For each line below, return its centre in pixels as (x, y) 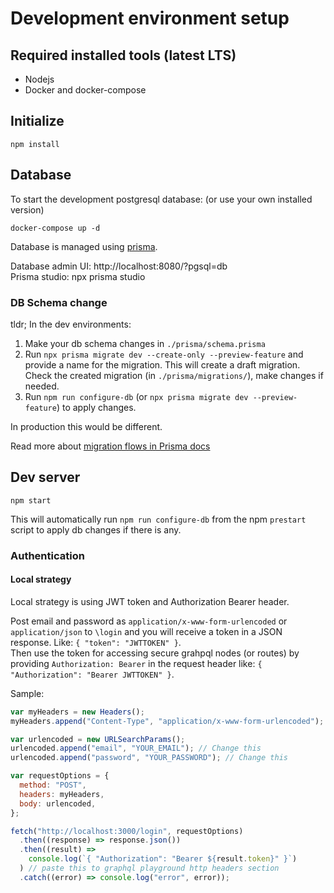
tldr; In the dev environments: (71, 324)
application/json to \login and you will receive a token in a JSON (146, 631)
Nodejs (39, 79)
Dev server (45, 477)
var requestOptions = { (60, 776)
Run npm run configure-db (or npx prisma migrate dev (136, 396)
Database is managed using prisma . (84, 246)
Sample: (27, 693)
